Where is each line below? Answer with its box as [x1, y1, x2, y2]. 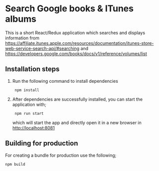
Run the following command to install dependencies [12, 78, 118, 84]
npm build [5, 162, 26, 167]
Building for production [5, 139, 78, 148]
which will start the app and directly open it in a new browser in [12, 119, 142, 126]
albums [5, 13, 37, 25]
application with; [12, 102, 47, 107]
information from [5, 35, 40, 41]
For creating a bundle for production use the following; [5, 152, 116, 158]
